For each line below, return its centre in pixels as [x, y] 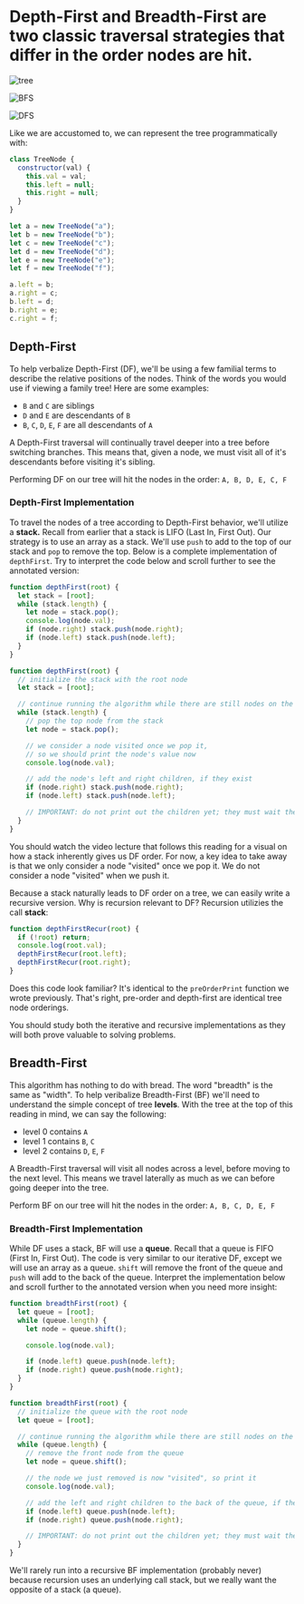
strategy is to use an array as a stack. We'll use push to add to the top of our [151, 541]
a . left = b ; [32, 285]
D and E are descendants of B [76, 415]
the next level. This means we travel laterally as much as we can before [142, 1178]
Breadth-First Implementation [76, 1229]
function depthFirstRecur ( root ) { [75, 928]
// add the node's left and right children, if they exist [139, 779]
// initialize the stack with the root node [103, 679]
